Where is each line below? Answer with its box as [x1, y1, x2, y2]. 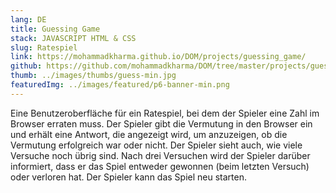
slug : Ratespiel [10, 42, 78, 53]
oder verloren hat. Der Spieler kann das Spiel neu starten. [10, 171, 247, 183]
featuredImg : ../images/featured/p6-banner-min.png [10, 80, 230, 90]
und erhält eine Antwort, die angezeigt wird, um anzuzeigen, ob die [10, 128, 288, 140]
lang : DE [10, 14, 47, 25]
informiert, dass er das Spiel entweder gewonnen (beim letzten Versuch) [10, 160, 310, 172]
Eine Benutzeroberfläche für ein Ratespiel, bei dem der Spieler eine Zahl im [10, 107, 320, 119]
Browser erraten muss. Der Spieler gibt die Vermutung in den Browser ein [10, 117, 313, 130]
